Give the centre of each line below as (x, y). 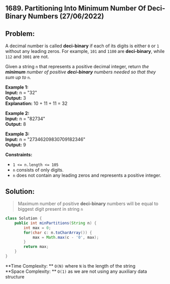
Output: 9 (16, 145)
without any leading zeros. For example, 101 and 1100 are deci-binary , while (85, 51)
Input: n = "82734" (25, 119)
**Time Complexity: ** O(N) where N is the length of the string (70, 266)
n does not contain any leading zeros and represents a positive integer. (87, 176)
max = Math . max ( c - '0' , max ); (66, 237)
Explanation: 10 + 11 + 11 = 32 (36, 103)
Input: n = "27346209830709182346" (45, 139)
